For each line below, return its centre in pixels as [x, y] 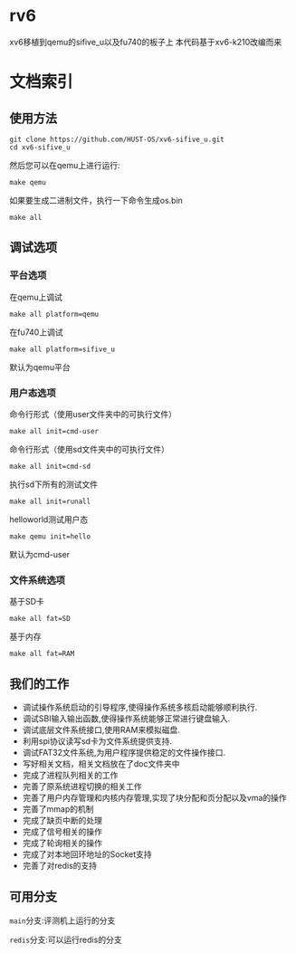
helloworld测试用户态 [49, 519]
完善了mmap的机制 [58, 809]
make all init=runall [50, 501]
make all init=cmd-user [54, 431]
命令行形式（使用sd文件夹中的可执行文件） [89, 449]
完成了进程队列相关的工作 [70, 776]
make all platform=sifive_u [62, 349]
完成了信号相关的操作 [62, 832]
